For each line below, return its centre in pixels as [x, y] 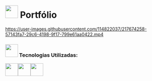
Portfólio [38, 15]
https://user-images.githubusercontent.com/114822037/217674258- [76, 29]
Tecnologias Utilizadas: [48, 55]
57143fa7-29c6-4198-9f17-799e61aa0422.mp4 [54, 34]
